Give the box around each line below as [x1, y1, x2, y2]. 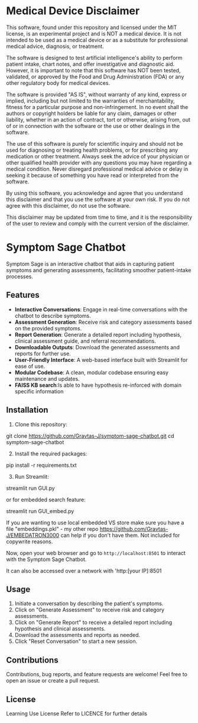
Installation [6, 405, 48, 415]
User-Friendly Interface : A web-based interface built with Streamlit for [14, 356, 188, 363]
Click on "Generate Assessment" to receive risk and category [14, 606, 164, 613]
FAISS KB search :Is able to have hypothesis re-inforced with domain [14, 381, 182, 388]
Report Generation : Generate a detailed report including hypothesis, [14, 331, 182, 338]
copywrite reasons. [6, 538, 53, 545]
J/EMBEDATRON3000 [6, 531, 60, 539]
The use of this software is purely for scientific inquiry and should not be [6, 140, 183, 147]
